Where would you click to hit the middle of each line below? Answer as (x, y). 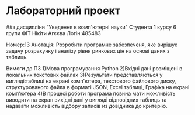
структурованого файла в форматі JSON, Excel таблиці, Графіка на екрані (98, 87)
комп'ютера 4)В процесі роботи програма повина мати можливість (91, 93)
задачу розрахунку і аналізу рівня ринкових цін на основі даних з (88, 50)
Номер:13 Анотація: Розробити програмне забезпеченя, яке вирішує (92, 45)
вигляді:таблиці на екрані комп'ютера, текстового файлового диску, (91, 81)
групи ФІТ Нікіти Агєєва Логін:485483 (53, 33)
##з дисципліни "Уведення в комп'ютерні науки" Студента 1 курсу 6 (91, 27)
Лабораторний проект (63, 11)
